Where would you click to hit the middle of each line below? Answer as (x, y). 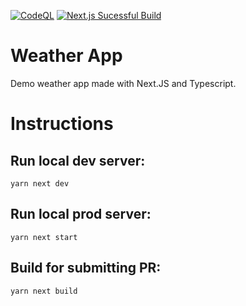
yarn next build (44, 291)
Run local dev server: (78, 160)
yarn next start (44, 237)
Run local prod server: (81, 214)
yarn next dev (40, 183)
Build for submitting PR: (86, 268)
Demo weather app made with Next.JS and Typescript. (123, 83)
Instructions (62, 124)
